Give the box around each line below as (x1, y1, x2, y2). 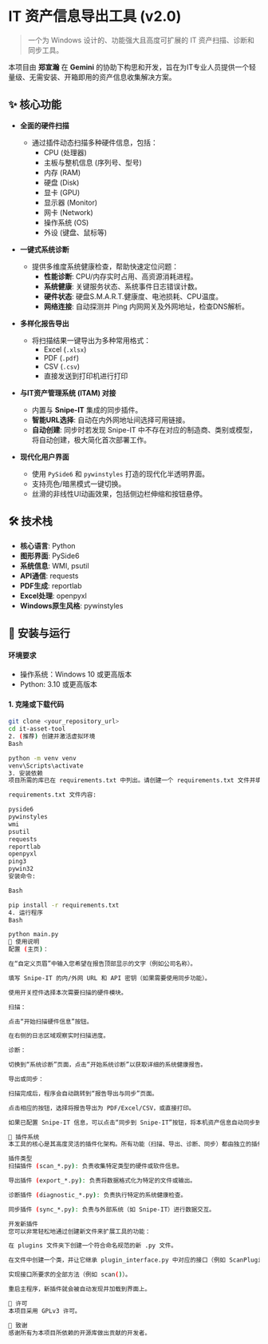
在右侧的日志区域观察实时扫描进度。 (8, 1032, 110, 1040)
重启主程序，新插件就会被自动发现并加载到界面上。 (8, 1285, 152, 1294)
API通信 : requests (19, 571, 79, 580)
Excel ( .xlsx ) (43, 345, 87, 354)
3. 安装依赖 (8, 769, 44, 777)
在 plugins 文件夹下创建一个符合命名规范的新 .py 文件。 (8, 1242, 178, 1250)
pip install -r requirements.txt (8, 901, 120, 909)
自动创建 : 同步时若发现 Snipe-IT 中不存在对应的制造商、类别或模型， (31, 425, 258, 434)
